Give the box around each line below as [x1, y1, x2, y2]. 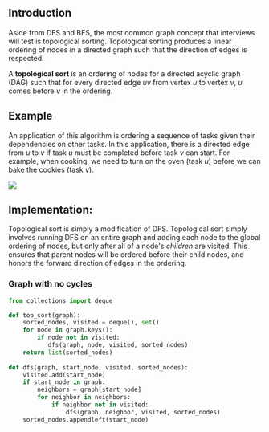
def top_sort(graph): [8, 311, 81, 320]
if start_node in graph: [22, 378, 106, 386]
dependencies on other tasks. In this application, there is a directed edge [8, 139, 251, 149]
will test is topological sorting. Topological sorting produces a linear [8, 36, 232, 46]
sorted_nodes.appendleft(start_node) [22, 415, 149, 424]
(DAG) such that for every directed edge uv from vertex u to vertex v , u [8, 77, 243, 87]
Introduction [8, 6, 72, 20]
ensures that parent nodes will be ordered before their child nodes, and [8, 250, 244, 259]
